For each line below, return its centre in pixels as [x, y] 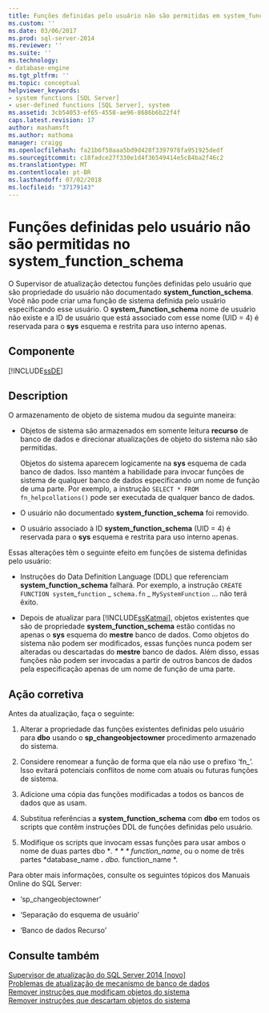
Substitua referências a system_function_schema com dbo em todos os [140, 819]
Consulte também [54, 956]
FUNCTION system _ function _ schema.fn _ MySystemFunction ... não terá [133, 594]
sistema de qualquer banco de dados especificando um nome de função [140, 480]
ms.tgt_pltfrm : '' [39, 75]
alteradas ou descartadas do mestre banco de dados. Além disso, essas [140, 652]
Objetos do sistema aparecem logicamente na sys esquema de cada [133, 463]
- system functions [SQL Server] [64, 98]
